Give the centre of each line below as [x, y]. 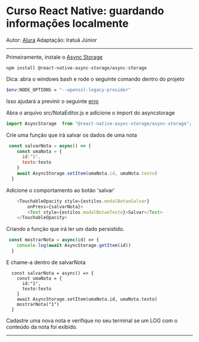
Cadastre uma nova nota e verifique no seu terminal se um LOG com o [92, 320]
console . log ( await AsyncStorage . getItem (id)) [74, 246]
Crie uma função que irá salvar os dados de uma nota [72, 135]
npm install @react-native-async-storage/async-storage [76, 68]
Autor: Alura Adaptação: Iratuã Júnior [52, 40]
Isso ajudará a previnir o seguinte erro [52, 101]
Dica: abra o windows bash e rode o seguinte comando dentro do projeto [95, 79]
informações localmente [68, 23]
